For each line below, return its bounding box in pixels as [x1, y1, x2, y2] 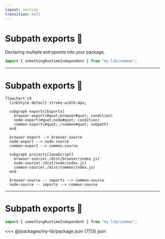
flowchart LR [5, 96, 32, 101]
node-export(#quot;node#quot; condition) [14, 118, 100, 123]
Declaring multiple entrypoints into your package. [5, 49, 105, 55]
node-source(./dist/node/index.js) [14, 161, 87, 166]
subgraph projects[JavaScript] [9, 152, 74, 157]
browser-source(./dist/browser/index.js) [14, 156, 100, 161]
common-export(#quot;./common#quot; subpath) [14, 122, 109, 127]
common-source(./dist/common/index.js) [14, 165, 96, 170]
